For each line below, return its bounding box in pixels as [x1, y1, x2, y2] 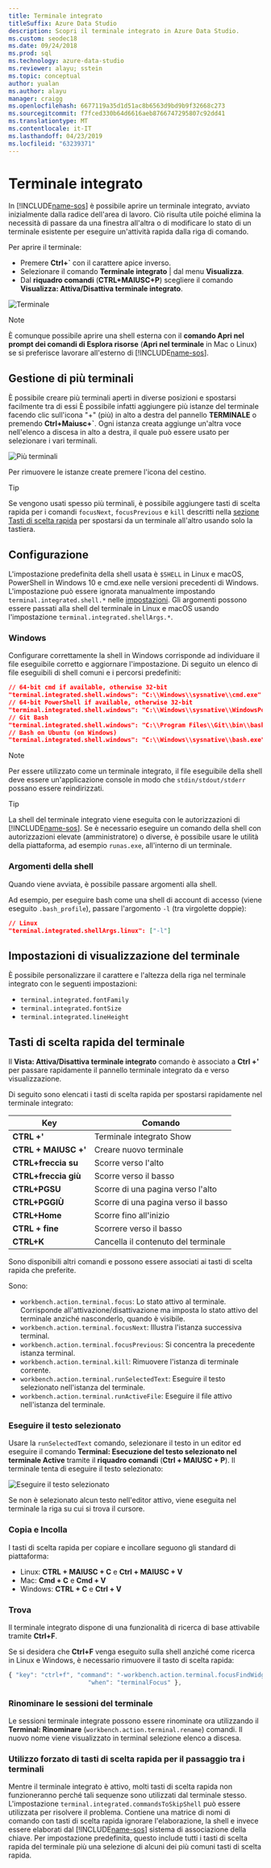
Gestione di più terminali [8, 371, 134, 385]
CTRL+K [12, 1236, 44, 1247]
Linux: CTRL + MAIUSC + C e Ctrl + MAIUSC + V [19, 1567, 183, 1576]
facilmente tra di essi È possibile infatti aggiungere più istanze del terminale [8, 402, 260, 411]
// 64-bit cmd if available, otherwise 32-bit [8, 684, 168, 692]
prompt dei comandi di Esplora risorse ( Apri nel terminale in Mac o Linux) [8, 339, 257, 349]
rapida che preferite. [8, 1266, 77, 1276]
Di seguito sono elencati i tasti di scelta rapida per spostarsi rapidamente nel [8, 1090, 263, 1099]
